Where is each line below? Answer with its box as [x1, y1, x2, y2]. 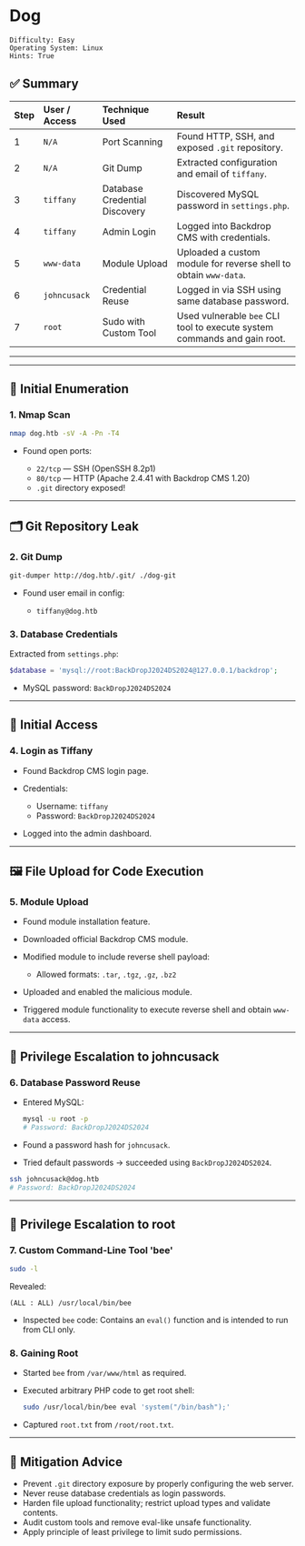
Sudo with [102, 315, 145, 327]
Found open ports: [22, 446, 93, 457]
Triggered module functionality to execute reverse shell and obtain [22, 1004, 272, 1015]
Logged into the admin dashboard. [22, 828, 152, 838]
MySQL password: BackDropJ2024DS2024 [22, 683, 172, 694]
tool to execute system [176, 320, 274, 333]
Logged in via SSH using [176, 283, 281, 296]
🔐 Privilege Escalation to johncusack [9, 1049, 220, 1064]
